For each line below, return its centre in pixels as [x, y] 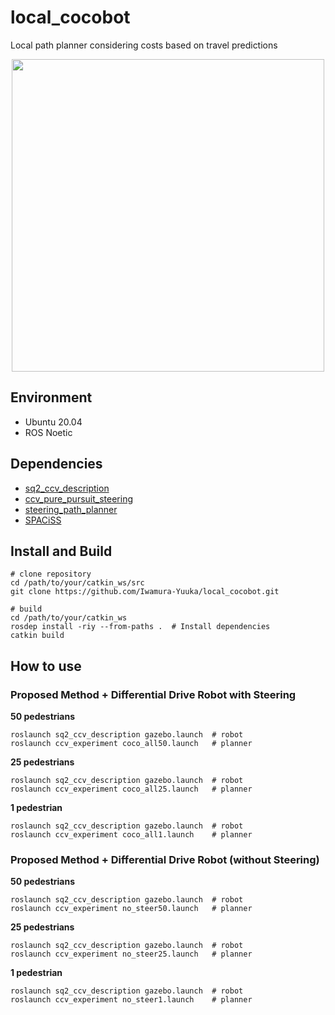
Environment [51, 397]
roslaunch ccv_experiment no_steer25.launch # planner [131, 954]
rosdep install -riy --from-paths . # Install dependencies [140, 627]
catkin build [37, 636]
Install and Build [61, 551]
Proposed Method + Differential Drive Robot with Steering [153, 694]
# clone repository [51, 574]
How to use [46, 666]
